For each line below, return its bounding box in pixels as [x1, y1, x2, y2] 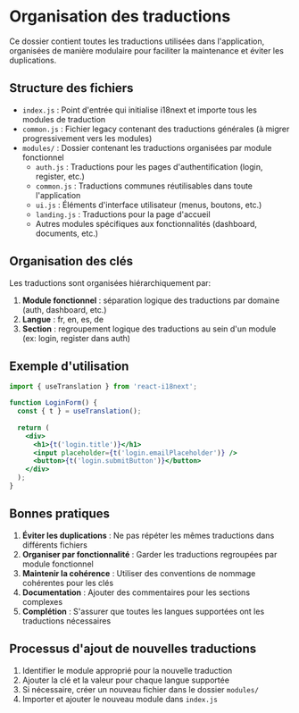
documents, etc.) [35, 228, 99, 239]
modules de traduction [21, 113, 106, 124]
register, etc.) [35, 171, 85, 181]
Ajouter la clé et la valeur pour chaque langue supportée [21, 675, 230, 685]
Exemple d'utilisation [9, 358, 129, 373]
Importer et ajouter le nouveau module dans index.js [21, 693, 219, 704]
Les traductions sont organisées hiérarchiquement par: [9, 277, 212, 288]
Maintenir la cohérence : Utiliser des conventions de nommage [21, 567, 256, 578]
